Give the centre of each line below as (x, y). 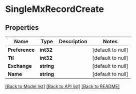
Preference (21, 50)
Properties (22, 28)
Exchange (20, 66)
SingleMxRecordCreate (54, 9)
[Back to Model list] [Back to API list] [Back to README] (62, 86)
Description (73, 42)
